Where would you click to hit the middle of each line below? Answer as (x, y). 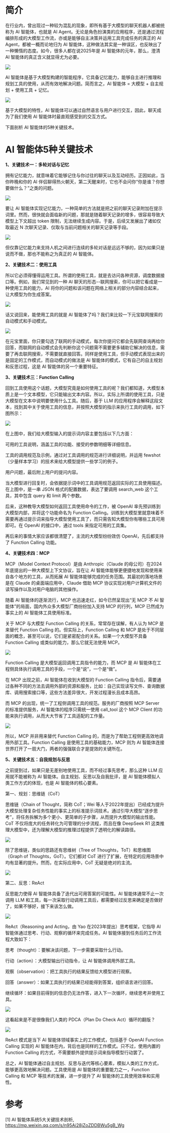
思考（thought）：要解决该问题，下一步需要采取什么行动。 (65, 950)
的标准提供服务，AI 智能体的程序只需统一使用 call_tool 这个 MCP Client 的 (82, 709)
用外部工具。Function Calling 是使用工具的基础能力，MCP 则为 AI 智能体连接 (85, 742)
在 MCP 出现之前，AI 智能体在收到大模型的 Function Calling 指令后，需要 (81, 679)
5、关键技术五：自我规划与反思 (38, 759)
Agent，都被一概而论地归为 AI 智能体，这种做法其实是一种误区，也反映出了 (83, 44)
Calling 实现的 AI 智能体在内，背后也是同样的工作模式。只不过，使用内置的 (83, 1046)
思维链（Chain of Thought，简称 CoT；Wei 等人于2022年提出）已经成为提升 (85, 804)
